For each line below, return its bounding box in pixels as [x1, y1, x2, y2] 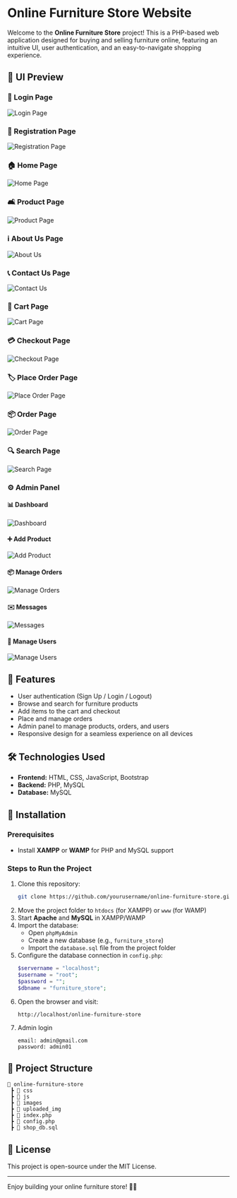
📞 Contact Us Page [7, 268, 71, 278]
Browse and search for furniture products [17, 699, 139, 708]
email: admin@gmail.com [17, 1037, 88, 1044]
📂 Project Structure [7, 1062, 93, 1074]
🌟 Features [7, 673, 56, 685]
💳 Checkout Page [7, 336, 71, 345]
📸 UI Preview [7, 71, 64, 83]
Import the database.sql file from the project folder [28, 944, 176, 952]
